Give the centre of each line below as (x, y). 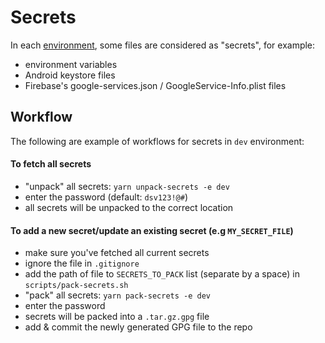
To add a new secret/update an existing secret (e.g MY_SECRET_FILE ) (152, 230)
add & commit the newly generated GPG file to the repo (138, 327)
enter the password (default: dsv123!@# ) (106, 197)
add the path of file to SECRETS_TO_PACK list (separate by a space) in (162, 274)
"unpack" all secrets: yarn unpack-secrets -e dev (127, 186)
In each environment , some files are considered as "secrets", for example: (163, 45)
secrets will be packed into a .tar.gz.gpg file (117, 317)
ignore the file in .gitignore (82, 263)
